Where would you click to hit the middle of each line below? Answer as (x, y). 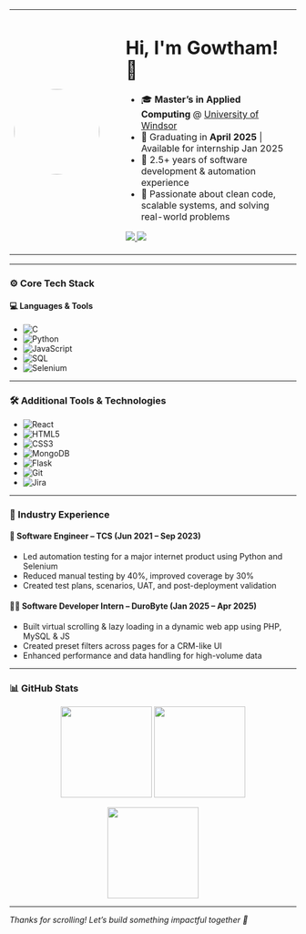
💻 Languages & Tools (51, 305)
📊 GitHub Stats (44, 688)
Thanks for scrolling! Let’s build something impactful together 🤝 (129, 920)
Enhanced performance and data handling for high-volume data (142, 655)
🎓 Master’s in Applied (191, 99)
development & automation (199, 171)
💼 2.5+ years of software (194, 160)
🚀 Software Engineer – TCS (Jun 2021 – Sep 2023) (106, 536)
